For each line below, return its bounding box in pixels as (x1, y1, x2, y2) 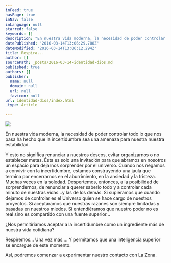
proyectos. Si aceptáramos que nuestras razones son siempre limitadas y (5, 201, 160, 207)
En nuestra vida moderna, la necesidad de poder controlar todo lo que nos (5, 131, 162, 137)
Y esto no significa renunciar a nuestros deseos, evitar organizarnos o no (5, 151, 160, 158)
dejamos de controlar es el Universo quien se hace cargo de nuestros (5, 195, 152, 201)
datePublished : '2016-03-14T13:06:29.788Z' (5, 41, 100, 46)
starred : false (5, 27, 38, 32)
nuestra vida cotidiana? (5, 227, 55, 233)
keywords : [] (5, 31, 33, 36)
